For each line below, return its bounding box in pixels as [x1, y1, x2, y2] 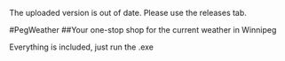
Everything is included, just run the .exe [9, 42, 154, 52]
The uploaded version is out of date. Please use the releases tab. [9, 8, 247, 18]
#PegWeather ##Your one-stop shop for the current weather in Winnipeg [9, 25, 277, 34]
